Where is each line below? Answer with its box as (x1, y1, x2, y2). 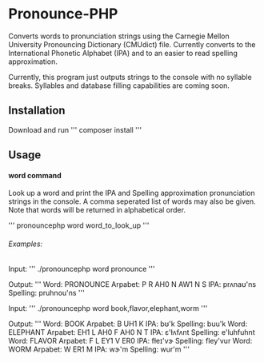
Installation (8, 104, 66, 117)
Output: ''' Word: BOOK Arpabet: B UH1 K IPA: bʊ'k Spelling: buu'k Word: (8, 319, 248, 328)
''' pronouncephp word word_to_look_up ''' (8, 221, 150, 230)
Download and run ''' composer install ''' (8, 125, 142, 134)
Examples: (8, 239, 43, 249)
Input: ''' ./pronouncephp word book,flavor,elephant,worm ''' (8, 303, 208, 312)
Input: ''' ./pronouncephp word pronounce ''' (8, 264, 155, 273)
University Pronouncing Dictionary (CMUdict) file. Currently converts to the (8, 39, 256, 49)
